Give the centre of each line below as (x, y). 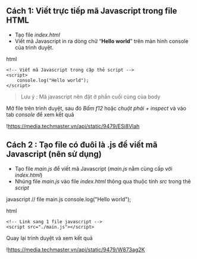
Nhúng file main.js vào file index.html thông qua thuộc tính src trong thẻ (103, 181)
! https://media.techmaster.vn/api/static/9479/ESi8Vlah (73, 126)
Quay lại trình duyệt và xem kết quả (50, 238)
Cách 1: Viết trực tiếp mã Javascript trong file (92, 11)
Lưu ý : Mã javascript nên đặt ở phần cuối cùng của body (90, 97)
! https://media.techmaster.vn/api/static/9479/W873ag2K (76, 249)
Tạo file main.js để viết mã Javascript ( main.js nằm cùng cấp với (93, 168)
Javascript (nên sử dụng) (54, 154)
